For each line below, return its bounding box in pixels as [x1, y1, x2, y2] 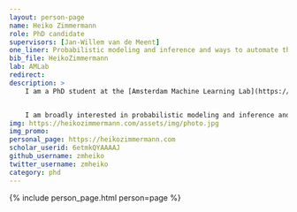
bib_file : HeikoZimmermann [9, 54, 109, 63]
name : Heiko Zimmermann [9, 21, 97, 30]
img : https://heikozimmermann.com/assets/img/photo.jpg [9, 118, 219, 128]
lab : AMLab [9, 63, 49, 72]
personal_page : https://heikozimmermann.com [9, 135, 176, 144]
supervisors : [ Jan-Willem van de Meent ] [9, 37, 161, 47]
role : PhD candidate [9, 29, 86, 38]
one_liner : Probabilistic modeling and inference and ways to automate [9, 46, 278, 55]
